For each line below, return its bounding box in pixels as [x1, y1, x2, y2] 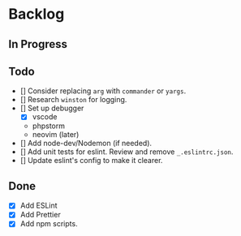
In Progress [8, 37, 67, 51]
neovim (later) [32, 130, 80, 139]
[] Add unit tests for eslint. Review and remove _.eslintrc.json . [19, 147, 234, 157]
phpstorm [32, 121, 65, 131]
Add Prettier [19, 210, 61, 220]
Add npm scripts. [19, 219, 79, 229]
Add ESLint [19, 200, 58, 211]
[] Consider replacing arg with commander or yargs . [19, 86, 187, 96]
